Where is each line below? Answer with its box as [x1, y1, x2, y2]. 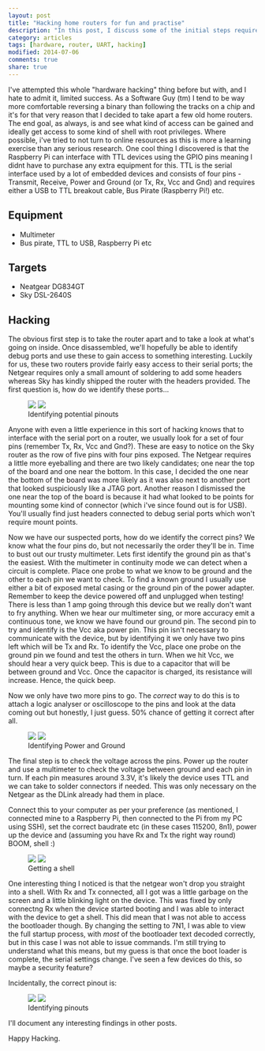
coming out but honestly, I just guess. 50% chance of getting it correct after [8, 708, 255, 717]
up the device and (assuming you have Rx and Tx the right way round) [8, 830, 237, 840]
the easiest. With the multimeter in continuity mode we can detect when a [8, 558, 248, 567]
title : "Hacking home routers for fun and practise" [8, 19, 185, 27]
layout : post [8, 11, 51, 20]
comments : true [8, 56, 58, 64]
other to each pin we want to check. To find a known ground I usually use [8, 575, 247, 584]
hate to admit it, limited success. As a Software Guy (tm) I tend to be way [8, 93, 245, 103]
